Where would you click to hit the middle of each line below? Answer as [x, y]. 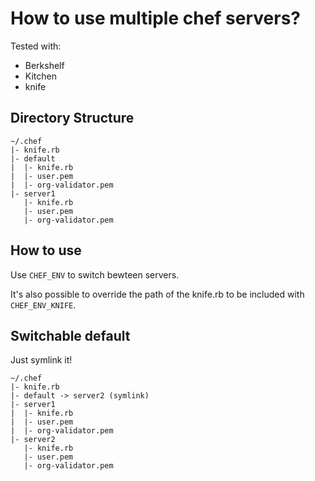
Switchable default [70, 335]
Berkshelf [44, 65]
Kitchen [40, 76]
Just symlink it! [41, 360]
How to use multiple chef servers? [155, 18]
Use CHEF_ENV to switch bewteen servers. [95, 274]
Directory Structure [72, 118]
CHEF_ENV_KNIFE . [43, 304]
